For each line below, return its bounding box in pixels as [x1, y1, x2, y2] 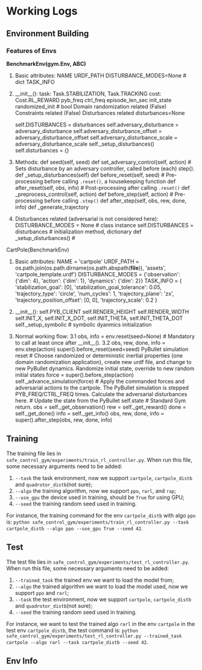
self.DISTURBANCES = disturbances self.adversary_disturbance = [14, 121, 179, 128]
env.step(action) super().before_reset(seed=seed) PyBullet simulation [14, 345, 189, 353]
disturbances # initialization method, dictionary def [14, 228, 142, 235]
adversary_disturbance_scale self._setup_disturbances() [14, 140, 155, 148]
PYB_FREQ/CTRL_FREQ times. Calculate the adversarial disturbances [14, 390, 188, 397]
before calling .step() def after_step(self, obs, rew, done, [44, 197, 187, 204]
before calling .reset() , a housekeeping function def [44, 177, 176, 185]
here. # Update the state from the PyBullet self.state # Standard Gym [14, 397, 186, 404]
